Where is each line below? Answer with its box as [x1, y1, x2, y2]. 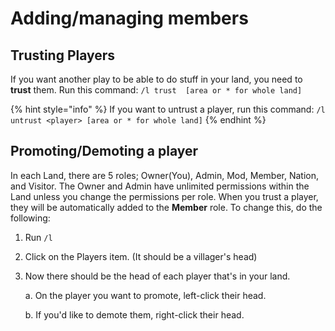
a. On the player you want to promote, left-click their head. [24, 289, 267, 301]
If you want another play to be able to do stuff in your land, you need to [10, 73, 303, 85]
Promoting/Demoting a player [10, 143, 199, 160]
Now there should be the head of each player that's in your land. [24, 270, 291, 282]
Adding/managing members [10, 7, 249, 30]
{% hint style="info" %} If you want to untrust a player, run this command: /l [10, 103, 326, 115]
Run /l [24, 231, 53, 243]
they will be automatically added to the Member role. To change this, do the [10, 201, 323, 213]
